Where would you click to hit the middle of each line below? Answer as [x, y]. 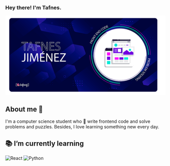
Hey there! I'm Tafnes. [33, 8]
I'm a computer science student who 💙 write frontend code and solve [78, 121]
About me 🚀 [24, 109]
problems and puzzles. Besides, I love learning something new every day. [82, 127]
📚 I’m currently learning [45, 143]
